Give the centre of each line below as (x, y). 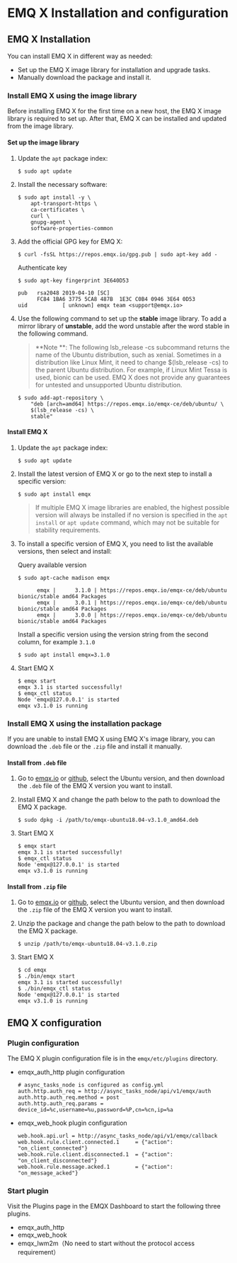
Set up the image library (43, 142)
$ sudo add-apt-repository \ (60, 398)
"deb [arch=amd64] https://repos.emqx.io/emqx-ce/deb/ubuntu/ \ (127, 404)
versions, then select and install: (64, 551)
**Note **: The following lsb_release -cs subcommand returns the (132, 347)
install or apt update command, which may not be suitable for (127, 522)
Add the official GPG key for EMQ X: (70, 241)
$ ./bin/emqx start (46, 976)
